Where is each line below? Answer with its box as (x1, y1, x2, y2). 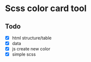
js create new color (12, 46, 51, 52)
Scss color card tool (5, 3, 87, 14)
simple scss (12, 51, 36, 57)
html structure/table (12, 35, 52, 41)
